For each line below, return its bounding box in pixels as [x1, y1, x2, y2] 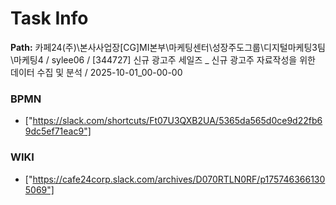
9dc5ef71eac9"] [24, 125, 92, 137]
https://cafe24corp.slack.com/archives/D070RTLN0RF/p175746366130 [32, 173, 326, 185]
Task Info [10, 7, 89, 30]
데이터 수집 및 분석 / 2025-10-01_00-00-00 [10, 66, 183, 78]
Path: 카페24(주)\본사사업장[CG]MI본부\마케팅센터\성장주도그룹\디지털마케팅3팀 [10, 41, 326, 53]
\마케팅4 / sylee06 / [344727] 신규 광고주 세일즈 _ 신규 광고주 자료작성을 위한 [10, 53, 316, 66]
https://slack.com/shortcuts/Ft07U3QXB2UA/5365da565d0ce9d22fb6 [32, 115, 323, 127]
